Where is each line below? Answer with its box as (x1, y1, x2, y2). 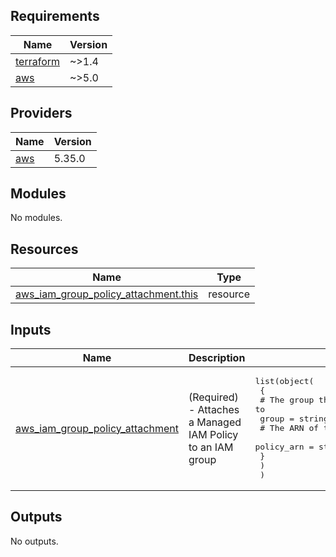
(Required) (188, 390, 239, 404)
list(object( (254, 376, 315, 387)
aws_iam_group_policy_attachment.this (15, 287, 199, 301)
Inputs (10, 321, 52, 338)
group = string (259, 414, 329, 424)
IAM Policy (188, 427, 239, 441)
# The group (259, 395, 315, 406)
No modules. (10, 212, 63, 224)
